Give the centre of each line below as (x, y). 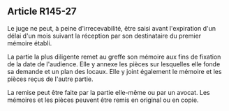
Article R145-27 (42, 12)
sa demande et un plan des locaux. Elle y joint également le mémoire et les (114, 71)
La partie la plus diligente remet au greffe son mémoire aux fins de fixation (114, 57)
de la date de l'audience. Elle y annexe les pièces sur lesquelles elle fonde (114, 64)
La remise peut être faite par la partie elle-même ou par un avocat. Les (109, 92)
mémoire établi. (30, 43)
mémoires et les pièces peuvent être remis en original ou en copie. (103, 100)
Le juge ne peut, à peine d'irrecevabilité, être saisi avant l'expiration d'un (112, 28)
